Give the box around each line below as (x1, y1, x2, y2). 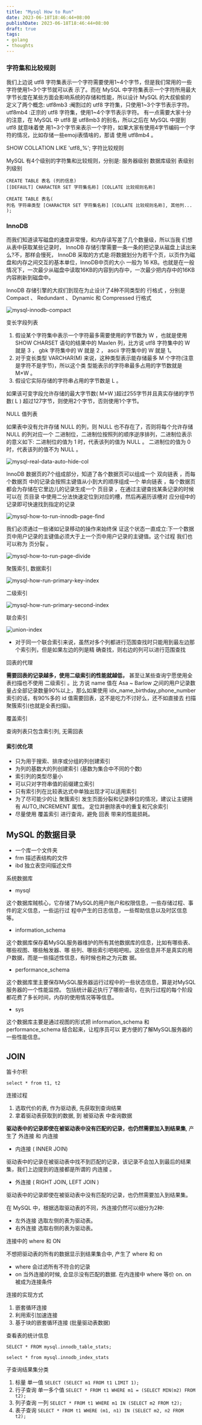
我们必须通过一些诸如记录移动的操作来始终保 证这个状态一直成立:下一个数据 (6, 525, 194, 533)
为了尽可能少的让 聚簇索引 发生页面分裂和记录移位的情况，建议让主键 (14, 795, 188, 802)
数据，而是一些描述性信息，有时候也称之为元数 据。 (11, 954, 140, 961)
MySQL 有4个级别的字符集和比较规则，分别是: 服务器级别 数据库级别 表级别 (6, 157, 194, 164)
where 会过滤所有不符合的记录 (14, 1263, 90, 1270)
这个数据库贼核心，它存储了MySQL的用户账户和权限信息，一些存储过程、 (6, 899, 189, 907)
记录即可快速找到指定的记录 (6, 501, 75, 508)
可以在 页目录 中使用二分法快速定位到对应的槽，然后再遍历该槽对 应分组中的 (6, 493, 196, 501)
